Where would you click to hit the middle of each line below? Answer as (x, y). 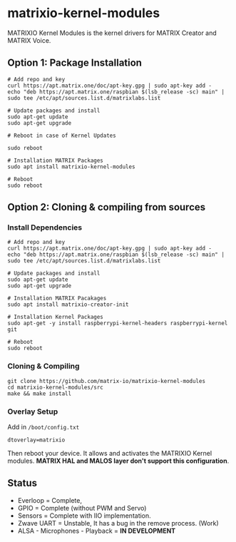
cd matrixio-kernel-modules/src (55, 387)
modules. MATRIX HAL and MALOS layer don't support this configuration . (118, 461)
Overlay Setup (33, 411)
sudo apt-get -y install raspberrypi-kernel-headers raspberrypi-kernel (118, 323)
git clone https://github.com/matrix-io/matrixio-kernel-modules (106, 381)
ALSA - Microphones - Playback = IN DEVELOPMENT (97, 531)
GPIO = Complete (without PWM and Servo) (82, 508)
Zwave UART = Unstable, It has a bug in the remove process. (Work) (118, 523)
